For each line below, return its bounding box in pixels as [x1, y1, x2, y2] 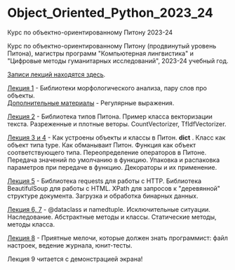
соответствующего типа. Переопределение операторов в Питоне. [7, 148, 207, 156]
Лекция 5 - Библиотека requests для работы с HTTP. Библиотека [7, 177, 202, 185]
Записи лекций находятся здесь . [7, 70, 106, 79]
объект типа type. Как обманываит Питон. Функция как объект [7, 140, 196, 149]
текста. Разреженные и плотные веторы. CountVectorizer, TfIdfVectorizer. [7, 119, 227, 128]
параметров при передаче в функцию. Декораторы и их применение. [7, 163, 217, 171]
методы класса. [7, 220, 55, 229]
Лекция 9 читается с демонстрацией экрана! [7, 255, 143, 263]
